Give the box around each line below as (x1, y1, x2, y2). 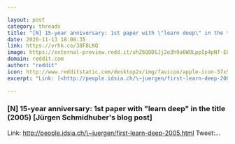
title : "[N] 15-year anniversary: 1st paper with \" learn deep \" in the (7, 29, 224, 36)
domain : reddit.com (7, 55, 64, 63)
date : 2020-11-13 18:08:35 (7, 36, 86, 43)
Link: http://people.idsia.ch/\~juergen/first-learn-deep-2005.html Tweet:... (7, 129, 221, 137)
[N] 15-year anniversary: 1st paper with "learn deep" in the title (7, 104, 226, 114)
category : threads (7, 22, 61, 30)
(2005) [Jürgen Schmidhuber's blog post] (7, 113, 152, 122)
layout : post (7, 16, 45, 23)
